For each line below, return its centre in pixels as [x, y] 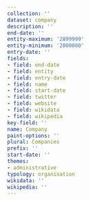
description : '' [30, 26]
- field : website [32, 104]
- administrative [32, 167]
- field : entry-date [37, 78]
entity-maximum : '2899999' [46, 39]
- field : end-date [33, 65]
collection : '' [29, 13]
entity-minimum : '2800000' [46, 46]
